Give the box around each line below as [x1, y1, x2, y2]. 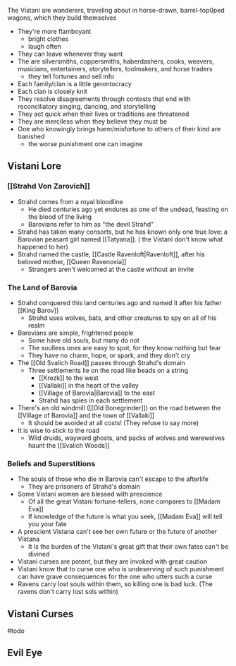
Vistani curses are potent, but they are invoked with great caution [17, 557, 208, 566]
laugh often [27, 42, 61, 50]
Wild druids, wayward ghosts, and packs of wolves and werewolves [27, 434, 225, 442]
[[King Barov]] [17, 306, 59, 314]
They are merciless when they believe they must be [17, 117, 168, 126]
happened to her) [17, 242, 68, 251]
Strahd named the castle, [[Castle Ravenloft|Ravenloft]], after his [17, 250, 206, 258]
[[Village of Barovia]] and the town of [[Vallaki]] [17, 411, 155, 420]
